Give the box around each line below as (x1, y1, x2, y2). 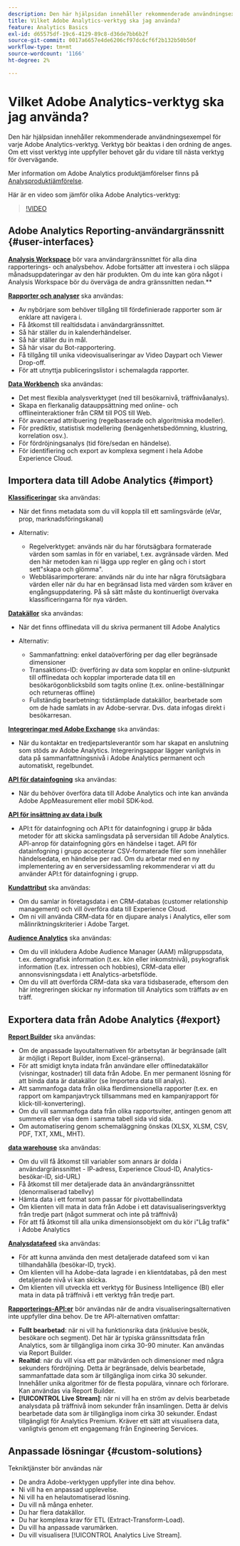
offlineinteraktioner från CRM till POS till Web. (18, 408, 152, 417)
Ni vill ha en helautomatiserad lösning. (18, 1493, 130, 1501)
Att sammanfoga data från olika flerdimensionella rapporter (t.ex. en (18, 1084, 218, 1093)
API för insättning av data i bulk (8, 810, 103, 819)
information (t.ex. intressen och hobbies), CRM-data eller (18, 963, 186, 971)
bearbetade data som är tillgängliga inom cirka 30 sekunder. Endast (18, 1409, 218, 1418)
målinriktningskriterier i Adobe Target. (18, 920, 130, 928)
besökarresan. (28, 711, 72, 720)
